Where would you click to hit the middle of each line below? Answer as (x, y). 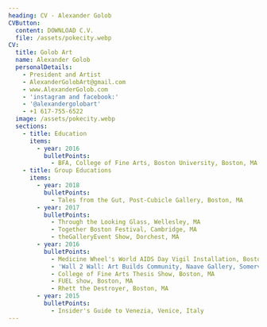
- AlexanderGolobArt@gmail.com (74, 82)
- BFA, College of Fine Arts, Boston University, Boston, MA (154, 163)
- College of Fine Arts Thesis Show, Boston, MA (133, 274)
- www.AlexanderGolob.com (66, 89)
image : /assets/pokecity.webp (65, 119)
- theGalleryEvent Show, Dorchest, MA (115, 237)
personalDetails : (44, 67)
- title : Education (55, 133)
